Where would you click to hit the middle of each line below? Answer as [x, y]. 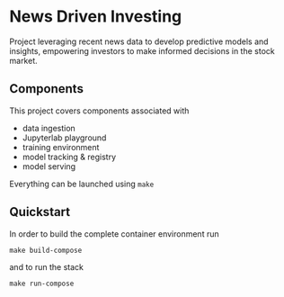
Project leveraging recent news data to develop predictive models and [139, 41]
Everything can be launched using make [82, 184]
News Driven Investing [96, 17]
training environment [61, 147]
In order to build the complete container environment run [114, 234]
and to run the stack [46, 266]
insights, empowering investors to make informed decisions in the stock [142, 50]
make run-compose [42, 283]
